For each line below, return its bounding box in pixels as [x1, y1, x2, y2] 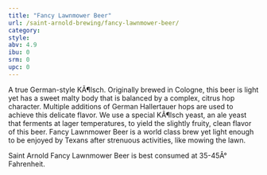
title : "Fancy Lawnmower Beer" [8, 11, 112, 20]
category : [8, 26, 41, 34]
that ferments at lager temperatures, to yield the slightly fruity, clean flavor [8, 118, 252, 127]
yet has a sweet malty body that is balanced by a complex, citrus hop [8, 93, 235, 103]
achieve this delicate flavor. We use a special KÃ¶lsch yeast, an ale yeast [8, 110, 247, 120]
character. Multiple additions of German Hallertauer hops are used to [8, 101, 234, 111]
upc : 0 [8, 63, 30, 71]
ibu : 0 [8, 48, 30, 56]
